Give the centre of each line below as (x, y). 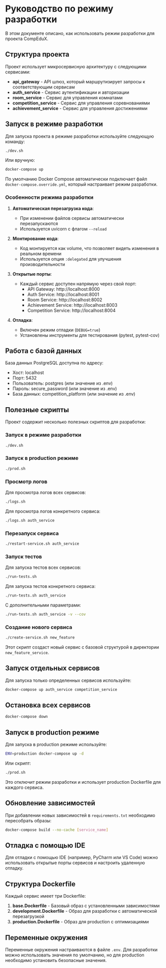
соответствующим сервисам (43, 87)
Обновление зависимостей (50, 803)
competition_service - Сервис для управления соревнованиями (81, 103)
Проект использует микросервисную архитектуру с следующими (76, 66)
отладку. (14, 868)
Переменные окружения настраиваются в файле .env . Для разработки (81, 949)
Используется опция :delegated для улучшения (70, 259)
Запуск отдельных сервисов (52, 668)
